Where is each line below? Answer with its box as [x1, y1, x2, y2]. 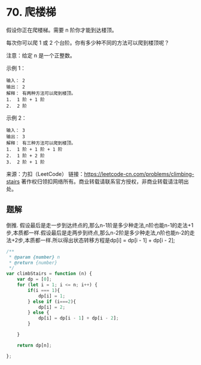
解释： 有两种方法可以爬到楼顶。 [6, 90, 76, 96]
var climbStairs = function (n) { [6, 270, 93, 277]
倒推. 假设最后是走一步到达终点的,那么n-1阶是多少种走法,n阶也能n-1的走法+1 [6, 221, 194, 229]
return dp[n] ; [17, 342, 52, 348]
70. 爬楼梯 [6, 5, 57, 19]
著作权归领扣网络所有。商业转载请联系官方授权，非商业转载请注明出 [20, 178, 189, 185]
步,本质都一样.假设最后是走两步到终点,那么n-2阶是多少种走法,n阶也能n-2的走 [6, 229, 195, 236]
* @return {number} [8, 260, 58, 266]
